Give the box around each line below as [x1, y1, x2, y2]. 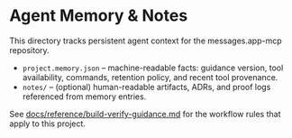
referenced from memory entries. [22, 91, 147, 102]
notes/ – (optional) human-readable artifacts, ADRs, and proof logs [22, 81, 271, 92]
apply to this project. [9, 118, 86, 129]
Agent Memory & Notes [9, 5, 188, 26]
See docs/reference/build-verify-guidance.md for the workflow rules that [9, 108, 281, 119]
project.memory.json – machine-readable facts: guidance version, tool [22, 62, 284, 73]
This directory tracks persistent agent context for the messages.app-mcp [9, 35, 282, 46]
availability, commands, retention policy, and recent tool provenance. [22, 71, 278, 82]
